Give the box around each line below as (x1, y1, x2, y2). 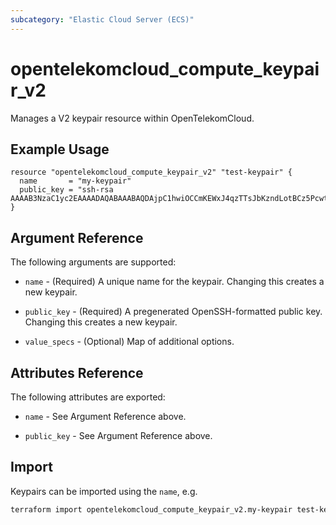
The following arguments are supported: (10, 256, 177, 268)
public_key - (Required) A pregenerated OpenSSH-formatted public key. (24, 306, 323, 318)
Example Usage (10, 141, 110, 158)
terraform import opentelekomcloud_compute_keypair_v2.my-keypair (10, 504, 293, 515)
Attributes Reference (10, 364, 144, 381)
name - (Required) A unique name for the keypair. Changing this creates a (24, 276, 325, 288)
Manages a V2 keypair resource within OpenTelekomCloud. (10, 112, 255, 124)
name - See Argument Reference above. (24, 411, 187, 422)
